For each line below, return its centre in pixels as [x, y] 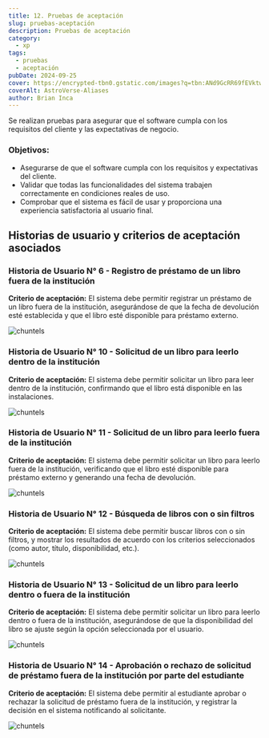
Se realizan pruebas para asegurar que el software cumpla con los [118, 120]
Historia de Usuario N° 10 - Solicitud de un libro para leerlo [124, 352]
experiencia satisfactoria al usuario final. [86, 210]
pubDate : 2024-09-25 [43, 75]
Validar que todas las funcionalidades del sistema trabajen [116, 185]
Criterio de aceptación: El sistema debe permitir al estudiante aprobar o [127, 693]
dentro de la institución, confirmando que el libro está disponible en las [125, 388]
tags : [17, 53]
